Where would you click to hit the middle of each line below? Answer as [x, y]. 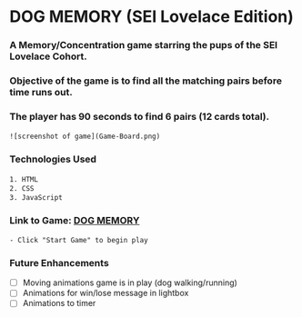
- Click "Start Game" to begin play [79, 240]
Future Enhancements [59, 263]
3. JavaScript [36, 197]
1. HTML [24, 179]
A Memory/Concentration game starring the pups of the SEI [144, 45]
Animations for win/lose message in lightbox [106, 293]
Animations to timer [59, 303]
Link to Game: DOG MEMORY [75, 220]
